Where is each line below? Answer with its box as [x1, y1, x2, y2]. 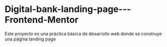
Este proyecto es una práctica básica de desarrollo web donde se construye [5, 30, 162, 36]
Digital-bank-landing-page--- [5, 3, 131, 15]
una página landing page [5, 36, 56, 42]
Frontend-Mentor [5, 14, 79, 25]
